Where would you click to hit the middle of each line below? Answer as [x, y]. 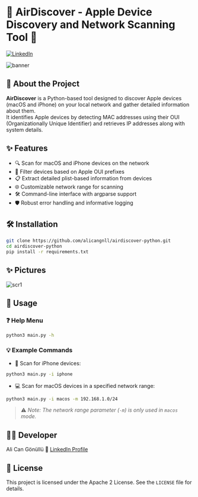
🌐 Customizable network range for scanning [69, 187]
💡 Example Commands [39, 351]
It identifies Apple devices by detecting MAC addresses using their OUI [93, 117]
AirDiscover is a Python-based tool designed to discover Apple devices [94, 98]
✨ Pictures [26, 270]
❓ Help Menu [25, 321]
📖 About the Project [43, 84]
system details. [25, 129]
